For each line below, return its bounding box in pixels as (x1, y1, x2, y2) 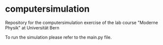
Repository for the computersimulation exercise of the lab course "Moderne (5, 20, 158, 25)
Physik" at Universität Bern (5, 24, 60, 30)
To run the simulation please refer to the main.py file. (5, 34, 112, 40)
